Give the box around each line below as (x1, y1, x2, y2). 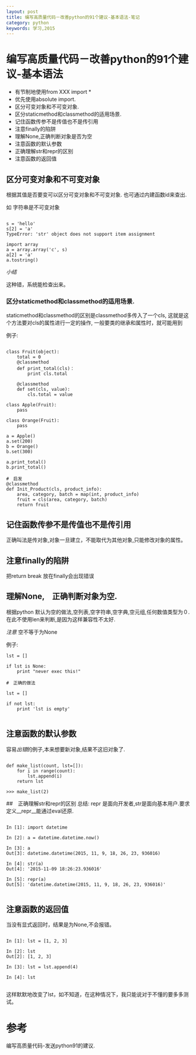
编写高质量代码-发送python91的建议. (6, 1042, 95, 1049)
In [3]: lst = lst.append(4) (6, 964, 78, 970)
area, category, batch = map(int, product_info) (17, 491, 140, 498)
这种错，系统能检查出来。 (6, 281, 69, 288)
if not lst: (6, 700, 36, 707)
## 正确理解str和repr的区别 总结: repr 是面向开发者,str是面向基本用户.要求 (6, 800, 190, 807)
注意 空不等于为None (6, 628, 58, 636)
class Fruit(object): (6, 349, 60, 355)
